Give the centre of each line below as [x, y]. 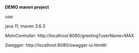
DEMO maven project [27, 7]
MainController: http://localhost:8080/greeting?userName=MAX [70, 36]
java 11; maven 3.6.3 [25, 26]
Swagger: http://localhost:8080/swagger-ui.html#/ [56, 45]
